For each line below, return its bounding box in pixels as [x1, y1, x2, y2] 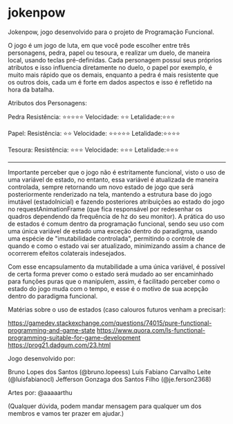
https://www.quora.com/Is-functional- [96, 326, 206, 334]
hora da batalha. [8, 85, 55, 94]
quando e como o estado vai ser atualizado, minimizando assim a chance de [8, 241, 225, 250]
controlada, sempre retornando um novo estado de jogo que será [8, 182, 194, 191]
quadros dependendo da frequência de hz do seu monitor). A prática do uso [8, 212, 225, 220]
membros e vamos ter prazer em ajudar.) [8, 409, 124, 417]
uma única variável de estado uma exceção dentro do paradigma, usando [8, 227, 218, 235]
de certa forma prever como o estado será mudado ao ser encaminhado [8, 270, 214, 278]
